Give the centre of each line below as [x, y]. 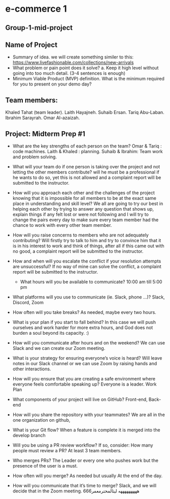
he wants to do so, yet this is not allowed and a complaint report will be [87, 178]
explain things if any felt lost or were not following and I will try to [80, 215]
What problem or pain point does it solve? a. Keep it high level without [86, 68]
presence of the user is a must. [45, 466]
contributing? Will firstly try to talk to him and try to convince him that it [87, 241]
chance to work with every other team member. [62, 225]
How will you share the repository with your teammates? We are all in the [89, 415]
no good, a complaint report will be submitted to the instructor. [78, 251]
